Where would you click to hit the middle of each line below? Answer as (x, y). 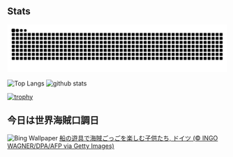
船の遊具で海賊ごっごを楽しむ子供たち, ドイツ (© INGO (138, 138)
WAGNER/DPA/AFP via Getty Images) (61, 146)
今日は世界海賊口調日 (53, 120)
